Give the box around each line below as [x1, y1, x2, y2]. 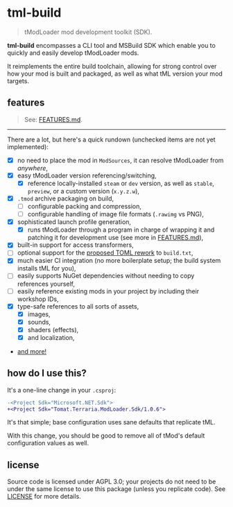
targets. [7, 76, 30, 85]
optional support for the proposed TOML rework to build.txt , [17, 248, 193, 257]
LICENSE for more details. [7, 492, 81, 501]
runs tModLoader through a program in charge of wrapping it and [27, 225, 215, 234]
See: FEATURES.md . [24, 115, 83, 123]
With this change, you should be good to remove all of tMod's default [7, 431, 205, 440]
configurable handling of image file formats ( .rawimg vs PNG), [27, 210, 205, 218]
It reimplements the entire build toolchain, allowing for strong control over [7, 62, 217, 70]
